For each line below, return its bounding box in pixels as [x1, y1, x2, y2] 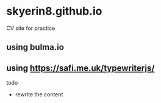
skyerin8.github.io [6, 4, 102, 18]
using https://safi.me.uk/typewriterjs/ [6, 63, 155, 73]
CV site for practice [6, 24, 55, 32]
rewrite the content [15, 91, 63, 98]
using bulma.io [6, 42, 64, 52]
